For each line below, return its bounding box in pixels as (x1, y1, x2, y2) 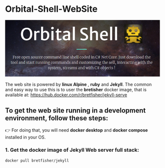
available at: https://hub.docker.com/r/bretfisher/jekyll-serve (5, 92, 128, 98)
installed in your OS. (5, 134, 46, 140)
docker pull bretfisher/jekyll (5, 158, 69, 163)
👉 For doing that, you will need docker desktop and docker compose (5, 127, 148, 133)
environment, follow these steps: (5, 114, 109, 122)
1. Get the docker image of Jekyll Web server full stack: (5, 146, 139, 153)
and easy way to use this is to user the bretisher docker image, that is (5, 87, 147, 93)
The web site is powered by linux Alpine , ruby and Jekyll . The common (5, 82, 152, 87)
